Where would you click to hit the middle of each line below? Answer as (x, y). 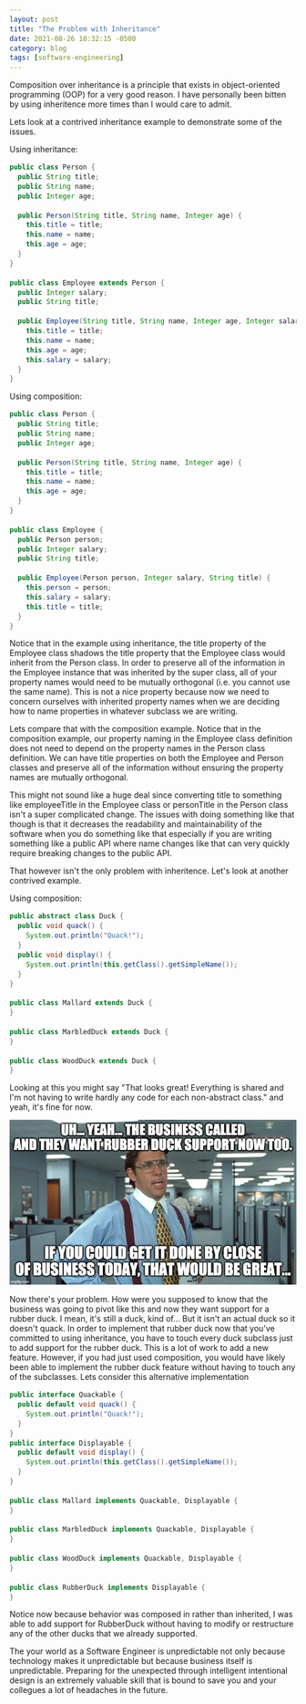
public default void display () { (81, 1453)
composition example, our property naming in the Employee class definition (151, 738)
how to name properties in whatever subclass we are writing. (124, 711)
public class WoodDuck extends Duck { (83, 1061)
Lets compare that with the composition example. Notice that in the (135, 729)
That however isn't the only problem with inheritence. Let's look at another (149, 871)
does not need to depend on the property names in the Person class (138, 748)
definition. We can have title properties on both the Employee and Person (147, 758)
